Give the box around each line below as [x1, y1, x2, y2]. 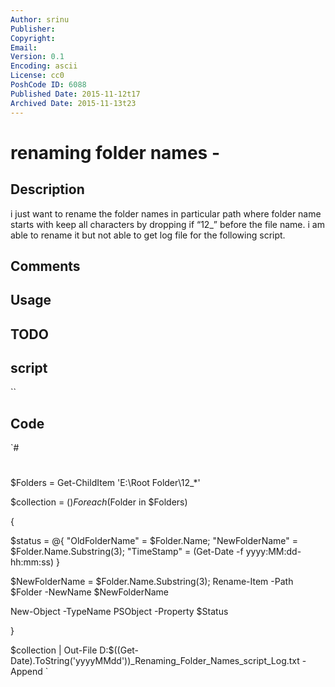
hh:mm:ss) [10, 556, 55, 568]
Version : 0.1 [10, 52, 65, 62]
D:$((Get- [99, 644, 140, 656]
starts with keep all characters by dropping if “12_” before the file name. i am [10, 218, 325, 230]
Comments [10, 257, 81, 275]
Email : [10, 42, 38, 53]
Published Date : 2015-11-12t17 [10, 89, 141, 99]
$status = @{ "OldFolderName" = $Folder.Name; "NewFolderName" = [10, 535, 299, 547]
